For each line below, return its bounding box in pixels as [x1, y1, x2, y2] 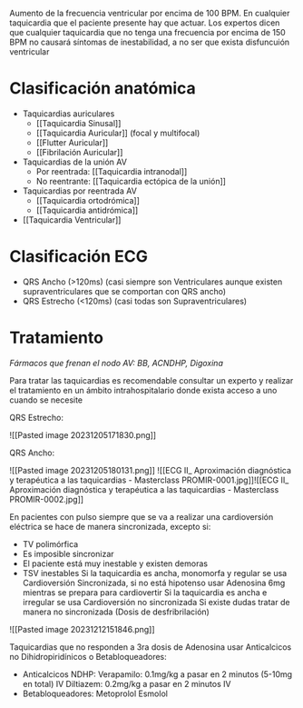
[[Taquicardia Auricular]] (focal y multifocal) [35, 127, 200, 138]
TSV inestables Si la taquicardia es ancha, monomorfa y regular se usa [22, 567, 288, 578]
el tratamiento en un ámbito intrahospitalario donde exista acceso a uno [9, 384, 278, 395]
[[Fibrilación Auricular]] [35, 146, 123, 157]
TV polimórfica [22, 538, 79, 549]
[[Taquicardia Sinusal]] [35, 117, 122, 128]
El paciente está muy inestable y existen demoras [22, 558, 209, 569]
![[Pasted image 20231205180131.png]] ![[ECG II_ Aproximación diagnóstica [9, 464, 292, 475]
